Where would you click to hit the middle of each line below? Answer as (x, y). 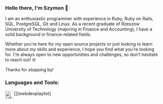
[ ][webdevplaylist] (33, 93)
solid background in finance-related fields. (48, 35)
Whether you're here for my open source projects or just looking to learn (79, 44)
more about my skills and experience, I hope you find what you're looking (80, 50)
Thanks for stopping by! (29, 70)
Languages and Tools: (32, 83)
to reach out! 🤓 (20, 60)
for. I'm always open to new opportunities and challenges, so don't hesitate (81, 54)
